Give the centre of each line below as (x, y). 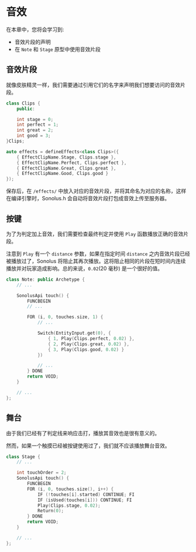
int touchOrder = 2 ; (42, 473)
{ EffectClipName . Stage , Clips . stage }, (66, 157)
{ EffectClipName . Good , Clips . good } (63, 174)
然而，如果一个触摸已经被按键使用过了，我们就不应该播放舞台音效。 (88, 445)
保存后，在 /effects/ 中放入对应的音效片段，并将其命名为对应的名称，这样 (96, 191)
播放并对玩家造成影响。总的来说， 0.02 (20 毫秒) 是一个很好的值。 (85, 268)
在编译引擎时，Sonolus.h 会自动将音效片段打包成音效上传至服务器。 (88, 198)
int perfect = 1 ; (38, 125)
